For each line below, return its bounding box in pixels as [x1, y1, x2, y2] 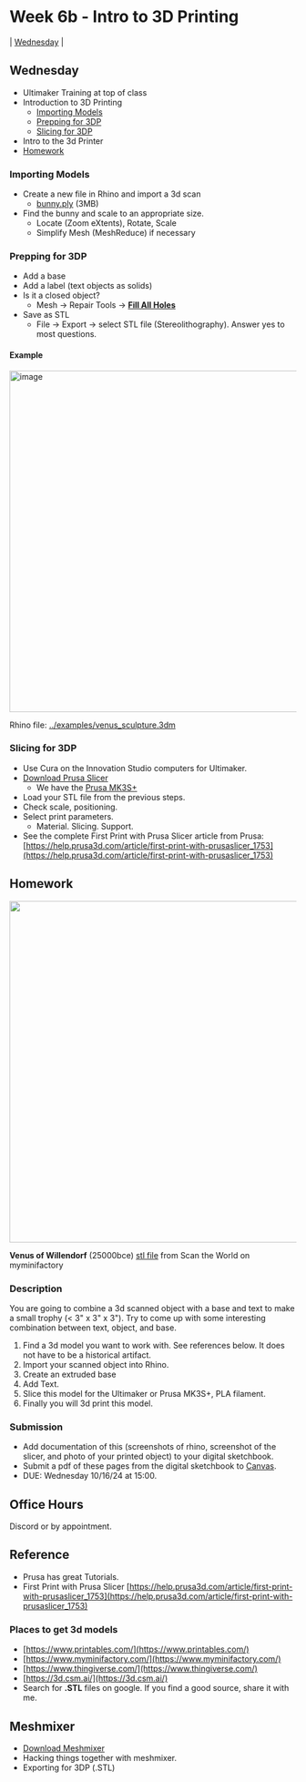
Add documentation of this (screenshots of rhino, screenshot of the [22, 1441, 277, 1452]
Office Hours [9, 1496, 84, 1512]
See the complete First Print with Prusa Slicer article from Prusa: [22, 830, 264, 841]
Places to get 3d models [9, 1623, 118, 1635]
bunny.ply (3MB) [36, 199, 99, 209]
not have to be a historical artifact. [22, 1349, 152, 1360]
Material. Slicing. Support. [36, 820, 134, 831]
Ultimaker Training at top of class [22, 87, 148, 97]
